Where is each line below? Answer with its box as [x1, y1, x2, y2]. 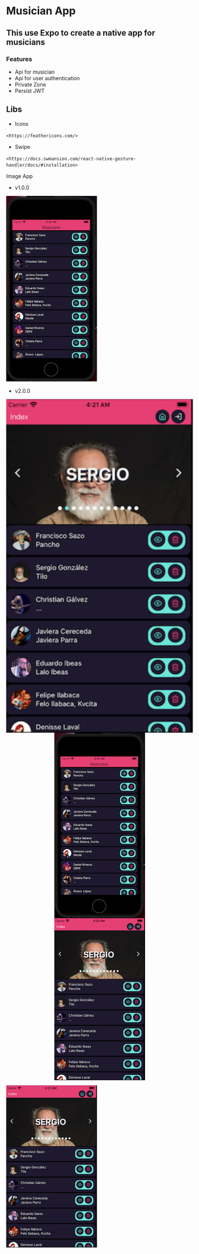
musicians [6, 37, 46, 47]
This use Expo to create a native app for [6, 28, 155, 38]
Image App [6, 172, 33, 179]
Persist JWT [14, 87, 45, 94]
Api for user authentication [14, 74, 80, 81]
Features [6, 55, 33, 63]
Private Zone [14, 81, 46, 88]
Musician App [6, 4, 76, 18]
